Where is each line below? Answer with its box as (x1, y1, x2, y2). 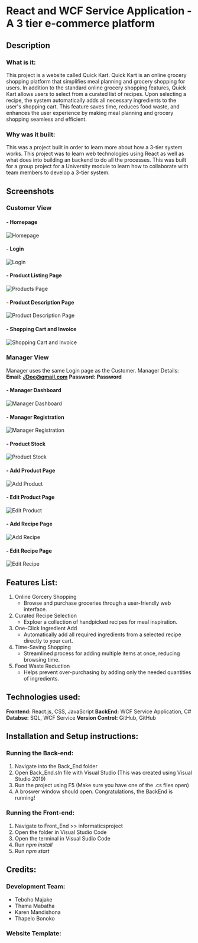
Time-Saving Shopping (14, 644, 71, 651)
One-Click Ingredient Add (14, 625, 77, 632)
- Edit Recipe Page (6, 547, 52, 554)
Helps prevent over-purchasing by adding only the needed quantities (23, 669, 191, 676)
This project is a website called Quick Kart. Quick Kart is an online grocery (6, 71, 187, 78)
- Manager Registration (6, 413, 64, 421)
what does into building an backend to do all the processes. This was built (6, 156, 187, 163)
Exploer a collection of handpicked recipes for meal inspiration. (23, 618, 178, 626)
